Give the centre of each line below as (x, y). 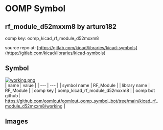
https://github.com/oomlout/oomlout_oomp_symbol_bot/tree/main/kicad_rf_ (81, 101)
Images (17, 121)
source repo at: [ (22, 48)
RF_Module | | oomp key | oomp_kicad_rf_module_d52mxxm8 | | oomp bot (80, 90)
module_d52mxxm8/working (34, 106)
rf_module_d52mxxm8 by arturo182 (61, 27)
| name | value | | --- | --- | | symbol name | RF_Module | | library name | (78, 85)
